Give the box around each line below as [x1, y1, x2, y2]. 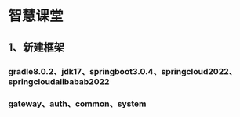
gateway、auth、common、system [8, 98, 147, 109]
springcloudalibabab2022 [8, 76, 110, 87]
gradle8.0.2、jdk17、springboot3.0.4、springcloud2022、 [8, 66, 238, 76]
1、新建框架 [8, 41, 65, 54]
